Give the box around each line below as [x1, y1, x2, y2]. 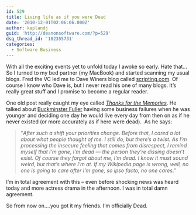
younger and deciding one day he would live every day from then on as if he [6, 112, 190, 119]
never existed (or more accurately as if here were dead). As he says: [6, 118, 173, 125]
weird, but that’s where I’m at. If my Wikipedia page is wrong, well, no [20, 160, 189, 167]
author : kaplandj [6, 25, 49, 31]
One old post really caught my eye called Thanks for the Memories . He [6, 99, 177, 106]
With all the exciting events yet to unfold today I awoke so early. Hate [6, 63, 173, 70]
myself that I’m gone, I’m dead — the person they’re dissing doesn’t [20, 148, 185, 155]
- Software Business [11, 47, 61, 53]
